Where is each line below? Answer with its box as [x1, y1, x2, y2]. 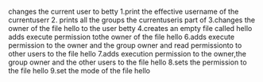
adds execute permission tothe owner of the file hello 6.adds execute [8, 32, 235, 41]
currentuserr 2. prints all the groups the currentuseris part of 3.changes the [8, 15, 256, 25]
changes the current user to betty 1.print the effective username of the [8, 7, 239, 16]
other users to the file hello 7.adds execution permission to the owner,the [8, 49, 246, 58]
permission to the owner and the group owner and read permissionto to [8, 41, 242, 50]
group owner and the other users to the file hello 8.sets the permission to [8, 57, 248, 67]
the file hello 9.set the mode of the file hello [8, 66, 151, 75]
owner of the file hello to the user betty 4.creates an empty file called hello [8, 24, 253, 33]
